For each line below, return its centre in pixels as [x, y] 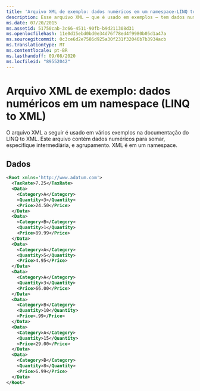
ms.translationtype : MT [36, 45]
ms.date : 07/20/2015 [32, 23]
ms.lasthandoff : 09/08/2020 [41, 56]
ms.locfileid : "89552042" [38, 61]
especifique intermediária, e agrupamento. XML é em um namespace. [92, 145]
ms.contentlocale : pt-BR [37, 51]
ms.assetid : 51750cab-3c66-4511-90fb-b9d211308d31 [70, 28]
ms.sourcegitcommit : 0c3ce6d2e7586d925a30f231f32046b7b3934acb [86, 39]
